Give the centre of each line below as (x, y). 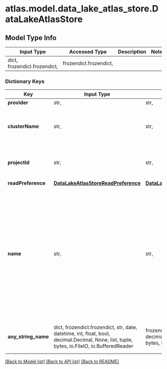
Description (132, 52)
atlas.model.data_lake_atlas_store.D (82, 9)
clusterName (23, 126)
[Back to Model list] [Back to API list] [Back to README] (62, 362)
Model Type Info (31, 38)
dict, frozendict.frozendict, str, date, (96, 328)
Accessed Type (88, 52)
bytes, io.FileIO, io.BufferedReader (94, 346)
